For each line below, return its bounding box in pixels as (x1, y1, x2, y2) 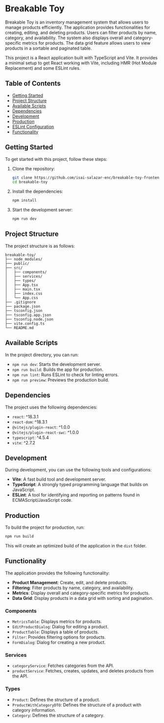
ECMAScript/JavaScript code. (12, 497, 72, 503)
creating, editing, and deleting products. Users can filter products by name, (5, 29, 157, 35)
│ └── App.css (5, 295, 38, 300)
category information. (12, 707, 56, 713)
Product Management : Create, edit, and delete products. (12, 579, 128, 585)
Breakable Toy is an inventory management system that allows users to (5, 19, 148, 25)
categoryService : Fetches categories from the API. (12, 663, 114, 669)
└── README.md (5, 325, 34, 330)
